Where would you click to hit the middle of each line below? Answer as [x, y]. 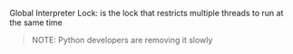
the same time [36, 22]
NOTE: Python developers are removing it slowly [122, 40]
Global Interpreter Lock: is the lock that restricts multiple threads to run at [146, 13]
